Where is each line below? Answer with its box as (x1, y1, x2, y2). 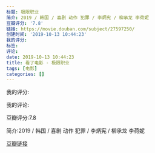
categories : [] (6, 71, 45, 77)
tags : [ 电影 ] (6, 65, 38, 72)
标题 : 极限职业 (6, 8, 39, 15)
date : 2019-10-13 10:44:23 (6, 54, 74, 60)
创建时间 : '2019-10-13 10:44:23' (6, 32, 87, 38)
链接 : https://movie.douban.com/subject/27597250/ (6, 25, 135, 32)
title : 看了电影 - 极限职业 (6, 59, 70, 66)
